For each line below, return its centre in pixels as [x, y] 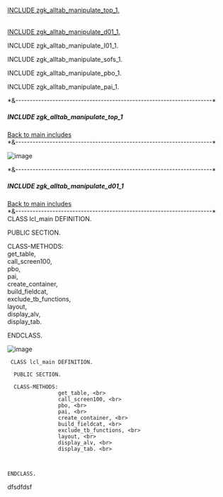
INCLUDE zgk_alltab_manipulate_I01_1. [63, 46]
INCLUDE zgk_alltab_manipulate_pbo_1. [64, 73]
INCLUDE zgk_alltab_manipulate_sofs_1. [65, 60]
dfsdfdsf [20, 487]
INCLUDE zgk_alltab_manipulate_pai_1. [63, 87]
